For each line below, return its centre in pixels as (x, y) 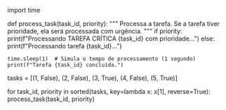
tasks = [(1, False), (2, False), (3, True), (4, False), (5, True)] (92, 78)
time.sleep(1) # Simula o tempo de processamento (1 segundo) (102, 59)
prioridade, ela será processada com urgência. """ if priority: (95, 31)
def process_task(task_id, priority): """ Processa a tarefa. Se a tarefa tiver (113, 23)
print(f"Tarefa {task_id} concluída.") (66, 65)
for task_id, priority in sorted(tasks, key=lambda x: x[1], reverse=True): (109, 91)
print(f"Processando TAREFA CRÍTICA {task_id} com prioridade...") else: (111, 39)
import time (24, 10)
